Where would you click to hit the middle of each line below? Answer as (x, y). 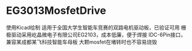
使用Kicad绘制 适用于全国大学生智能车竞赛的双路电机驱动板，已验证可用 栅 (96, 27)
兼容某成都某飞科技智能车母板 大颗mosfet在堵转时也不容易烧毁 (82, 42)
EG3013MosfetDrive (56, 11)
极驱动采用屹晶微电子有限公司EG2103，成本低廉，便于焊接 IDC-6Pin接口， (96, 34)
